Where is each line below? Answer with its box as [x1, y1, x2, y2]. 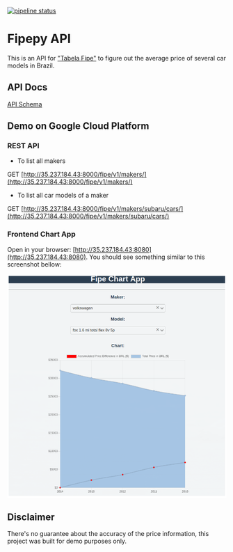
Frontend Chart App [7, 230, 77, 239]
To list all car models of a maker [17, 191, 109, 200]
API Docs [7, 81, 48, 93]
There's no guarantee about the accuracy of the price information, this [7, 530, 209, 538]
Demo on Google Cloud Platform [7, 120, 150, 132]
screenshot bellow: [7, 260, 62, 268]
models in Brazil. [7, 61, 55, 70]
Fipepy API [7, 31, 71, 47]
